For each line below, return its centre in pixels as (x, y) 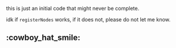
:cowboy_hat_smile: (43, 38)
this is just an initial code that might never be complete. (73, 8)
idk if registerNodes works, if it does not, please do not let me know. (89, 19)
